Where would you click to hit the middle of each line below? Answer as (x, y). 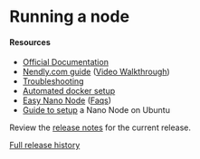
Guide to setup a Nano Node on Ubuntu (96, 110)
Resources (30, 42)
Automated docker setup (69, 91)
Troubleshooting (53, 81)
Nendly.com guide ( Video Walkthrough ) (96, 72)
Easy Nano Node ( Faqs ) (67, 100)
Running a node (69, 17)
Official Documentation (65, 62)
